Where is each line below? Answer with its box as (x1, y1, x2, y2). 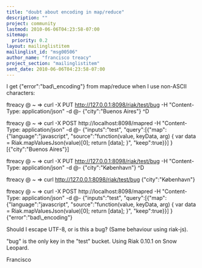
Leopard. (6, 244, 29, 251)
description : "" (6, 15, 48, 21)
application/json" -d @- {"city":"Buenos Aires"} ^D (21, 108, 149, 115)
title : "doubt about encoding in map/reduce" (6, 9, 124, 15)
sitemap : (6, 32, 29, 38)
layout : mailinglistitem (6, 44, 70, 50)
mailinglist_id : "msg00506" (6, 49, 78, 55)
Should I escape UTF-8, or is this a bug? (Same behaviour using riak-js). (6, 226, 189, 233)
